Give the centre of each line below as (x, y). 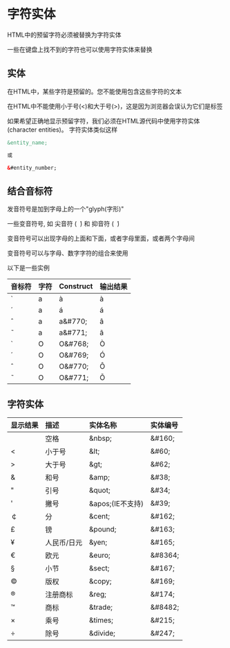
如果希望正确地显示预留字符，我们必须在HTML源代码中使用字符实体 (104, 121)
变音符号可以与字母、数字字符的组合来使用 (68, 253)
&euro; (99, 555)
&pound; (103, 529)
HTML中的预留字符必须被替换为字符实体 (65, 35)
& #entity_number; (32, 168)
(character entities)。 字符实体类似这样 (63, 130)
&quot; (99, 490)
